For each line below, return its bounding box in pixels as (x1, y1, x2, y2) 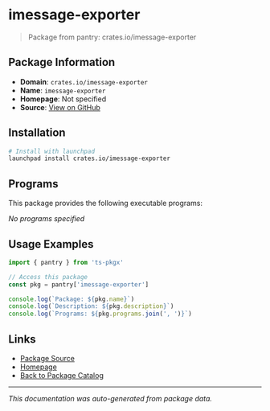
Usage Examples (8, 237, 94, 251)
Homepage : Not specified (19, 94, 107, 104)
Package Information (8, 55, 116, 69)
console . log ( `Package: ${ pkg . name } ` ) (8, 295, 135, 303)
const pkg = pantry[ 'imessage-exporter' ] (8, 280, 149, 289)
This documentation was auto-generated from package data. (8, 394, 213, 403)
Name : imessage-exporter (19, 85, 106, 95)
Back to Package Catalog (19, 371, 104, 380)
